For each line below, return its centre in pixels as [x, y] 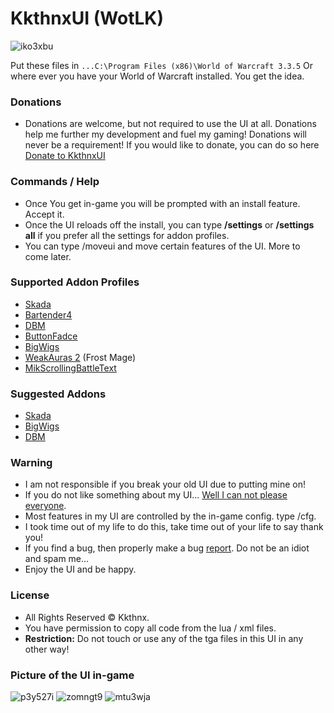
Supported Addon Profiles [75, 282]
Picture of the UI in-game [72, 675]
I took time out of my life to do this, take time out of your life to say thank [174, 527]
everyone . [45, 506]
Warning [31, 463]
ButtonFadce [51, 336]
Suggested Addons [58, 394]
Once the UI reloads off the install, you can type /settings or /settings [169, 224]
